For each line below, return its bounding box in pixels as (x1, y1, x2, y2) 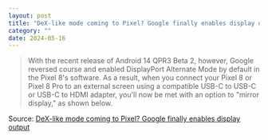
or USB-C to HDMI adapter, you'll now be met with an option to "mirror (27, 90, 260, 100)
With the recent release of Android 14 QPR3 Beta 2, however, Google (27, 56, 254, 66)
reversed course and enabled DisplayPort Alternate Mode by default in (27, 65, 260, 74)
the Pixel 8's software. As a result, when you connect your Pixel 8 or (27, 73, 253, 82)
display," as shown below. (27, 98, 113, 108)
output (8, 122, 30, 132)
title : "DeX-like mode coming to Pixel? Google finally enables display (8, 19, 255, 27)
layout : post (8, 11, 52, 20)
